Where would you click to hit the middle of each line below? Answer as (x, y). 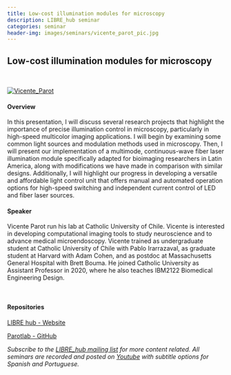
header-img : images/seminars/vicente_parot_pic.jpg (83, 33)
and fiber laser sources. (41, 195)
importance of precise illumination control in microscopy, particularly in (108, 129)
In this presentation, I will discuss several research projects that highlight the (116, 122)
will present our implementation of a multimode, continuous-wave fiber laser (115, 151)
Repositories (26, 307)
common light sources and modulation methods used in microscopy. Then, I (115, 144)
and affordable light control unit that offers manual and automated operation (115, 181)
